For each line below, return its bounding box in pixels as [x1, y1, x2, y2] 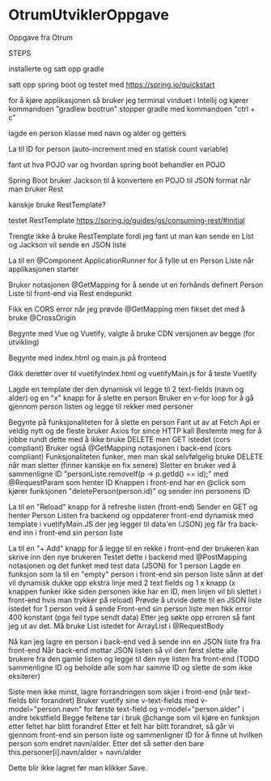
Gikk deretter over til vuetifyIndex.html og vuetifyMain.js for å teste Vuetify [8, 368, 257, 378]
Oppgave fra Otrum [8, 32, 74, 42]
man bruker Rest [8, 184, 64, 194]
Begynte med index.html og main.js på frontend [8, 353, 167, 363]
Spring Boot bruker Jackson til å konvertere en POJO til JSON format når [8, 175, 251, 185]
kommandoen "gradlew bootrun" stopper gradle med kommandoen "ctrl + [8, 104, 256, 114]
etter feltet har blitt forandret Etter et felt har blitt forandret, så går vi [8, 721, 235, 731]
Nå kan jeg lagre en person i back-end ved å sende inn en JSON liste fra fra [8, 637, 261, 646]
